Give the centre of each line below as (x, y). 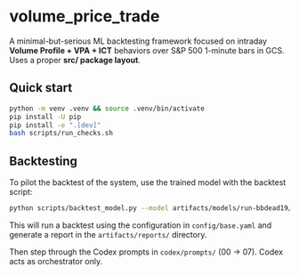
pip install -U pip (45, 117)
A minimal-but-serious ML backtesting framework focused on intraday (138, 41)
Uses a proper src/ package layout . (75, 60)
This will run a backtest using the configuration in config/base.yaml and (141, 225)
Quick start (41, 88)
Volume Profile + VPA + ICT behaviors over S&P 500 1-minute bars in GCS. (147, 50)
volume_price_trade (85, 16)
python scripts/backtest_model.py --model (89, 208)
